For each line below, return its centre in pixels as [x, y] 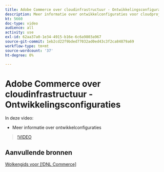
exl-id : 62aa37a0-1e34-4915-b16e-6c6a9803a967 [53, 37]
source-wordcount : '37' [29, 50]
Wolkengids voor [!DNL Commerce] [41, 164]
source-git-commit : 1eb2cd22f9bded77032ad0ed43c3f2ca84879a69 [70, 42]
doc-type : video [21, 23]
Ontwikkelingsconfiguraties [63, 105]
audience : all [20, 28]
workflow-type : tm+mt [27, 46]
